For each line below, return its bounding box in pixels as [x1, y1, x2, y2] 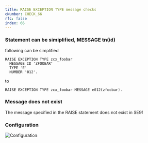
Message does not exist [5, 99, 63, 105]
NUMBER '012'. [9, 70, 38, 74]
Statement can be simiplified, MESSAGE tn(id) [5, 37, 115, 43]
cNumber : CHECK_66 [5, 12, 42, 16]
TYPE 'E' [9, 65, 27, 70]
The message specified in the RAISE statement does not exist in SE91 [5, 109, 144, 115]
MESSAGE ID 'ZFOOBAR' [9, 61, 53, 66]
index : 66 [5, 20, 25, 26]
